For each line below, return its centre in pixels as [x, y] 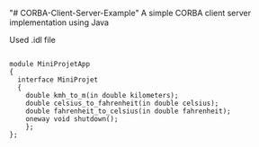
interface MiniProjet [58, 80]
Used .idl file [32, 40]
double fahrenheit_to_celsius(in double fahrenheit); [128, 111]
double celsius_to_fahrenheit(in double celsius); [122, 103]
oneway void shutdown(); [72, 119]
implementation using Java [59, 22]
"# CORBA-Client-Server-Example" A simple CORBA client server [130, 13]
